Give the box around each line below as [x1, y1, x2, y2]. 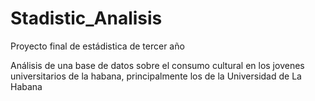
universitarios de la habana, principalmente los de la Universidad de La [10, 70, 302, 82]
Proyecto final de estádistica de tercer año [10, 40, 185, 52]
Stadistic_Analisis [10, 7, 163, 30]
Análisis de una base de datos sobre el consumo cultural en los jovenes [10, 59, 305, 71]
